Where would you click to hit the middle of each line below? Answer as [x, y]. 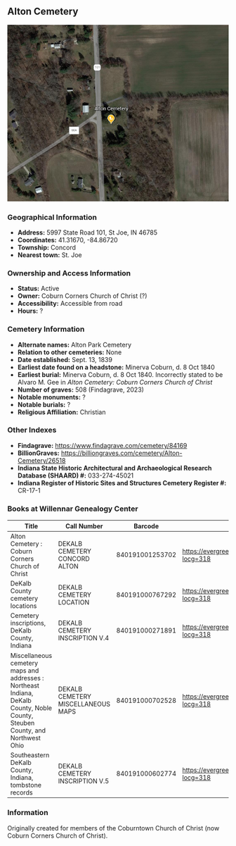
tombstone [26, 785]
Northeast [25, 685]
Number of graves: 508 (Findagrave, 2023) [80, 390]
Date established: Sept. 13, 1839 [65, 359]
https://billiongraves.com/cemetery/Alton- [122, 453]
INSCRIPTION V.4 [84, 638]
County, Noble [31, 708]
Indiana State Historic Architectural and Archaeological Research [114, 468]
